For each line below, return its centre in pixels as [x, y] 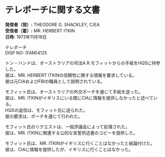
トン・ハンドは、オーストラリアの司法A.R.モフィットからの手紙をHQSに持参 [83, 63]
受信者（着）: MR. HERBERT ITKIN [40, 30]
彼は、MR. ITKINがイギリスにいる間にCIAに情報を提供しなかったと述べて [79, 98]
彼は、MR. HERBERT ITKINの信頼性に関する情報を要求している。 [71, 75]
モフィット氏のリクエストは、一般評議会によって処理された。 [67, 127]
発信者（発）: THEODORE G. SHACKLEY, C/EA [52, 25]
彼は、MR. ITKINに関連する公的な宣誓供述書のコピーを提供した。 [71, 132]
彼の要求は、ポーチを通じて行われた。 [44, 116]
